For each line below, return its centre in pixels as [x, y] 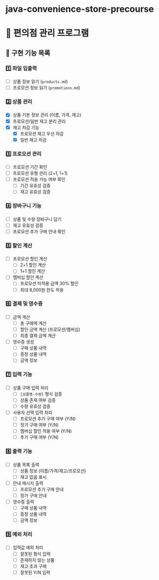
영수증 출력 [23, 501]
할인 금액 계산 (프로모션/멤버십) [50, 329]
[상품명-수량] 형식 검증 [41, 394]
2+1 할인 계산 [33, 265]
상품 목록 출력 [26, 464]
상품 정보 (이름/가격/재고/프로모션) [53, 471]
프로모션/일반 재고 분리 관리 [39, 121]
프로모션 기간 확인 [30, 167]
